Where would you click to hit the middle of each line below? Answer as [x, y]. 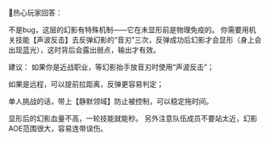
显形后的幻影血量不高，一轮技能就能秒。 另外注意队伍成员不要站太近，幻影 [133, 118]
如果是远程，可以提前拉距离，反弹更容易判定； [86, 84]
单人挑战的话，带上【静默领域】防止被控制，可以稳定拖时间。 [111, 101]
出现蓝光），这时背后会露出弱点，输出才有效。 [84, 50]
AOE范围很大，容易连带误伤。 [58, 129]
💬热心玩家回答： [35, 12]
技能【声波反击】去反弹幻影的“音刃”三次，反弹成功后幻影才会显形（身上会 [138, 40]
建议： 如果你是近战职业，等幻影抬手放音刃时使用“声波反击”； [112, 67]
